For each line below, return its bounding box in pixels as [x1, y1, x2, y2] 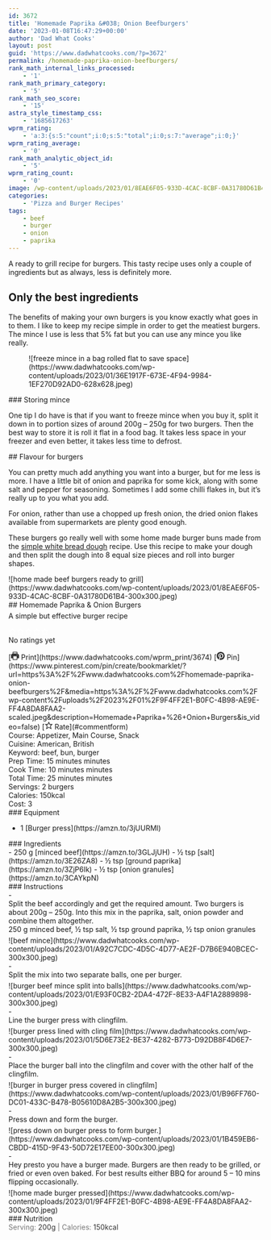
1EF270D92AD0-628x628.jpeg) [28, 379, 133, 389]
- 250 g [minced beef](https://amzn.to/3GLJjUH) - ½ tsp [8, 847, 196, 857]
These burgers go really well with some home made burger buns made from [8, 533, 261, 543]
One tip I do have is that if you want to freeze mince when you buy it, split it [8, 410, 259, 420]
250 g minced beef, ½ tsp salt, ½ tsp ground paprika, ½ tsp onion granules [8, 924, 256, 934]
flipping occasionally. [8, 1176, 79, 1186]
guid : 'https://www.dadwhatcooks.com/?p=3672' [8, 49, 168, 57]
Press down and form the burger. [8, 1114, 119, 1124]
